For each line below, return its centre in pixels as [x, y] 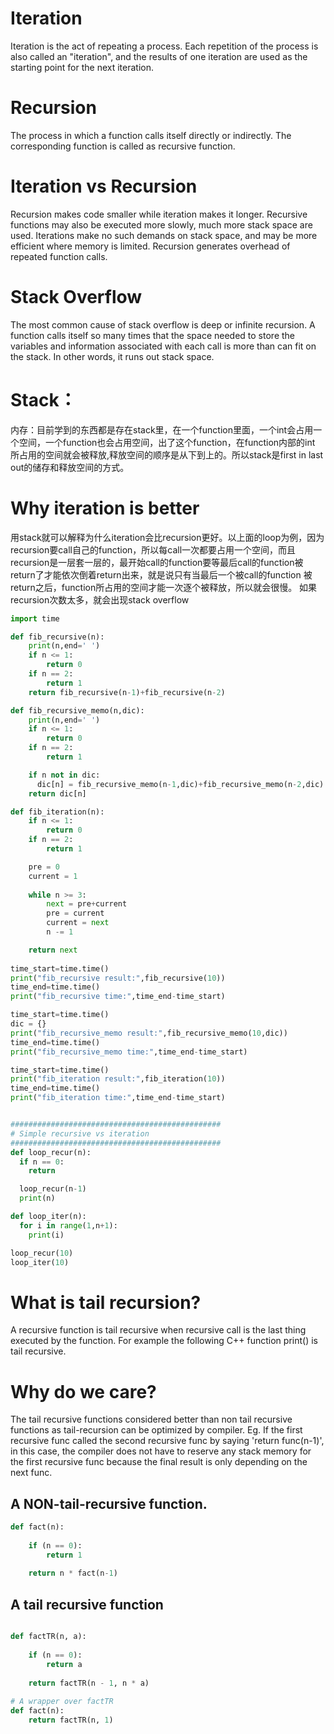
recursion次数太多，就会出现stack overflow [100, 599]
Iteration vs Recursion [104, 186]
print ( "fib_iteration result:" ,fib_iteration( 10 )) [118, 1079]
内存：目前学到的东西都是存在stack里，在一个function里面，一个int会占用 [162, 429]
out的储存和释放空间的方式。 [70, 467]
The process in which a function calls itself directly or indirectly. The [151, 135]
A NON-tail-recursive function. [109, 1503]
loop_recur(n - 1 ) [53, 1189]
